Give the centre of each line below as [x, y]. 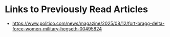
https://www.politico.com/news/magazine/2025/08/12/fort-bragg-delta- [88, 23]
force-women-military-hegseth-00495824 [57, 28]
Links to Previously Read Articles [76, 9]
